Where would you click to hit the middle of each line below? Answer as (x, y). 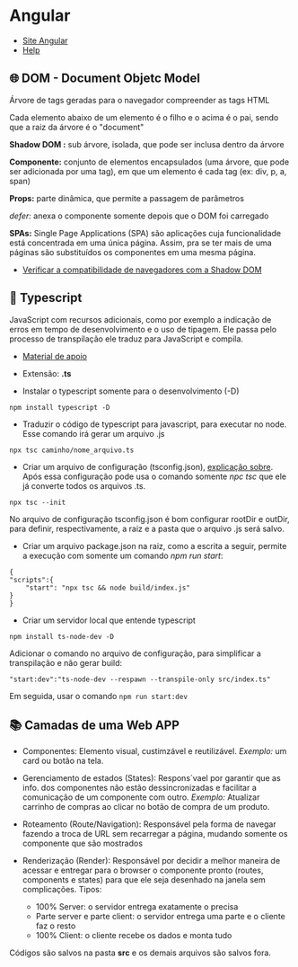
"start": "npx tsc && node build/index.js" (108, 588)
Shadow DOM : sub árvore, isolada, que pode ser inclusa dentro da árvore (147, 144)
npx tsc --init (38, 502)
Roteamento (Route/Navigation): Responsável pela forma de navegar (149, 824)
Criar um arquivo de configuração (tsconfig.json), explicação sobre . (148, 466)
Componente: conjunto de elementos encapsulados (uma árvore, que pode (149, 162)
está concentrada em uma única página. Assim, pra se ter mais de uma (140, 243)
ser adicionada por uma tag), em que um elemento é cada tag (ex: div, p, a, (148, 171)
